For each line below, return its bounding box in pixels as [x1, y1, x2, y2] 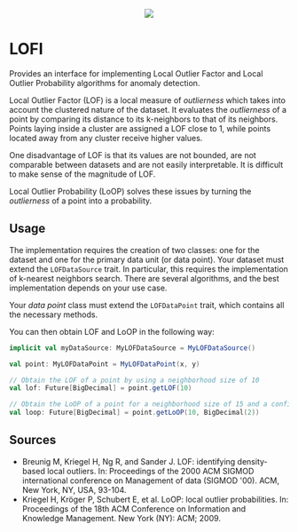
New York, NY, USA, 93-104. [21, 484, 127, 495]
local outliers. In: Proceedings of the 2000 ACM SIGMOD [47, 465, 255, 476]
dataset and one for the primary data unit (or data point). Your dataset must [9, 254, 285, 265]
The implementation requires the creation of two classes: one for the [9, 244, 260, 255]
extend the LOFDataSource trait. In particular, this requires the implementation [9, 263, 288, 274]
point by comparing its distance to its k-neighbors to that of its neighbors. [9, 114, 278, 124]
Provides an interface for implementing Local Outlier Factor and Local [9, 67, 263, 79]
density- [237, 456, 268, 466]
